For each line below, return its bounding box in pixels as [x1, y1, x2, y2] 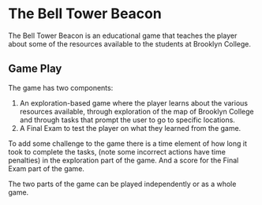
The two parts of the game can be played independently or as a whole [8, 179, 237, 188]
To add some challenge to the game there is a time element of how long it [8, 139, 247, 148]
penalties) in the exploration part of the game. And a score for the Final [8, 155, 239, 165]
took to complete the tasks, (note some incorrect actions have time [8, 147, 226, 156]
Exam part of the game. [8, 163, 85, 173]
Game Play [8, 62, 62, 76]
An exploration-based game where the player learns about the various [19, 98, 249, 107]
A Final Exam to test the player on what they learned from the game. [19, 123, 241, 132]
